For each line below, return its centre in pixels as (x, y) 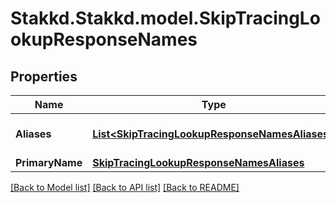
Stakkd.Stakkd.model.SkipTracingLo (165, 18)
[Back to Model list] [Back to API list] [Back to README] (125, 187)
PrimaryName (49, 162)
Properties (44, 76)
